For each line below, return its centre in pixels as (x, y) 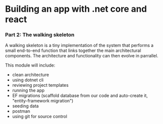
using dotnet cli (28, 80)
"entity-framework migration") (43, 101)
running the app (28, 90)
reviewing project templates (40, 85)
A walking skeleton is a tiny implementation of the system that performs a (79, 46)
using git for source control (40, 117)
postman (21, 111)
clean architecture (30, 75)
